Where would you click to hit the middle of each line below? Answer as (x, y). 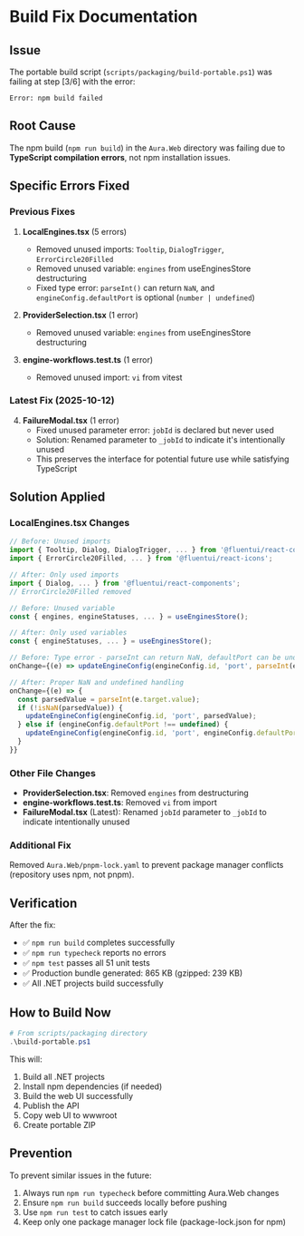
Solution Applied (57, 497)
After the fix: (33, 925)
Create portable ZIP (59, 1124)
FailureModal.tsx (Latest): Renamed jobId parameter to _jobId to (144, 813)
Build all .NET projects (64, 1076)
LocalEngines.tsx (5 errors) (75, 231)
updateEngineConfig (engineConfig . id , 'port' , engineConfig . (141, 733)
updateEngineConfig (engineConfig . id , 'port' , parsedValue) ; (141, 716)
